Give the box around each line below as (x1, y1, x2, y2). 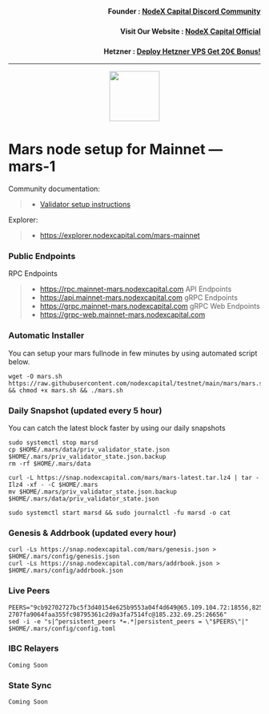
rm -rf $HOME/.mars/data (8, 460, 91, 468)
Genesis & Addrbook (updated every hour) (8, 527, 177, 538)
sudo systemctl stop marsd (8, 438, 98, 447)
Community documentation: (8, 184, 100, 194)
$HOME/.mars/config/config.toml (8, 624, 116, 632)
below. (8, 356, 30, 367)
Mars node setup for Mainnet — (8, 140, 223, 159)
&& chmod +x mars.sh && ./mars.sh (8, 386, 124, 395)
